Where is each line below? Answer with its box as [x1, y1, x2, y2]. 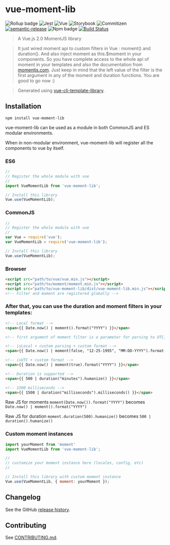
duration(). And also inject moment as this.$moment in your [17, 51, 142, 57]
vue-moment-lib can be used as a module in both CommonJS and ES [5, 124, 150, 130]
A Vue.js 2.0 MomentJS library [17, 35, 82, 42]
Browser [5, 265, 27, 272]
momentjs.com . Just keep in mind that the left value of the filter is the [17, 67, 163, 73]
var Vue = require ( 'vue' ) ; [5, 235, 62, 240]
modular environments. [5, 130, 54, 136]
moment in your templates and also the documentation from [17, 61, 143, 67]
